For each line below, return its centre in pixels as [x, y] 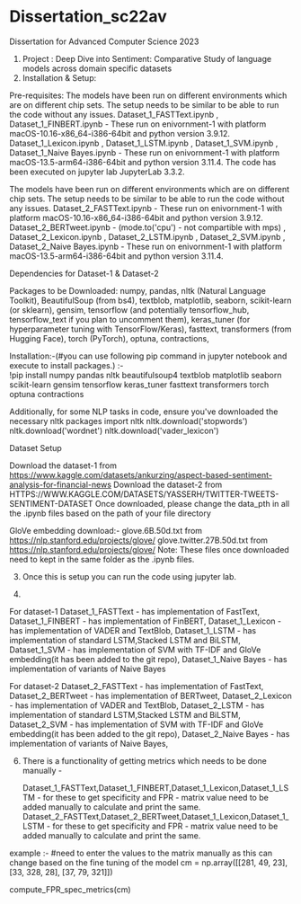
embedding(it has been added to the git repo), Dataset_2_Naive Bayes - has [150, 733]
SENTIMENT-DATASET [51, 503]
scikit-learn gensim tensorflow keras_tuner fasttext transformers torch [139, 385]
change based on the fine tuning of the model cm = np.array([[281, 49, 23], [149, 862]
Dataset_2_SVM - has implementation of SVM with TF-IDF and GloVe [137, 724]
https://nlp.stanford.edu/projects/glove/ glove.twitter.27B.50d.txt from [138, 540]
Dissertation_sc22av [89, 17]
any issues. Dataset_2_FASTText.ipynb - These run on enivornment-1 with [146, 208]
